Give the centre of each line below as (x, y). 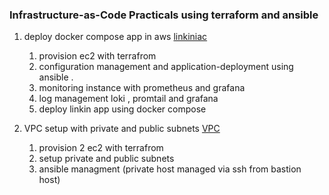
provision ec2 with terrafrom (97, 56)
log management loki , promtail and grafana (128, 99)
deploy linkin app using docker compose (122, 109)
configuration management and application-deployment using (166, 67)
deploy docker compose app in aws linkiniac (115, 37)
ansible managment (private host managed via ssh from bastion (170, 169)
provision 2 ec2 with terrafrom (101, 148)
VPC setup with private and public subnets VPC (122, 129)
